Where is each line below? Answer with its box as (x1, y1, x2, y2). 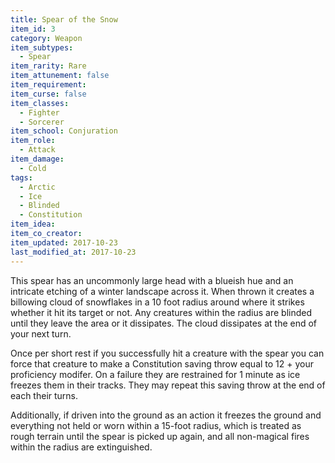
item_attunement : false (10, 71, 110, 81)
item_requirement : (10, 80, 87, 90)
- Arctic (19, 182, 56, 192)
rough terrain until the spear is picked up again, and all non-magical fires (10, 430, 310, 442)
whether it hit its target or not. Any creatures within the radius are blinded (10, 306, 313, 318)
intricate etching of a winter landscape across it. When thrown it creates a (10, 285, 315, 297)
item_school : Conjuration (10, 126, 118, 136)
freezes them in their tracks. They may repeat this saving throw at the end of (10, 379, 326, 391)
